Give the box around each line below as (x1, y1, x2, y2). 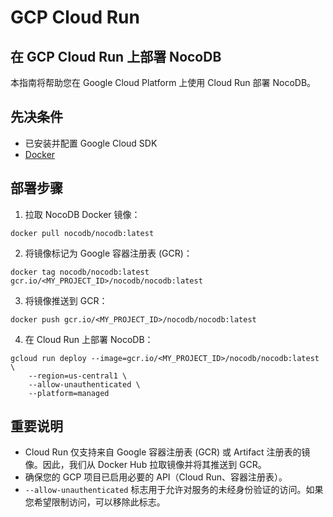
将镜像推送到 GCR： (24, 294, 108, 306)
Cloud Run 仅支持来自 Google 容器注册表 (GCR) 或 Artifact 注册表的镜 (24, 446, 311, 458)
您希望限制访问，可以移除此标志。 (24, 496, 166, 508)
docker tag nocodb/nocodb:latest (10, 267, 150, 277)
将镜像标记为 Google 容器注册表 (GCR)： (24, 247, 193, 259)
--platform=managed (28, 388, 110, 398)
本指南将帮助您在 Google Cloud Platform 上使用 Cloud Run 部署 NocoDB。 (10, 77, 317, 88)
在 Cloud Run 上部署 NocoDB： (24, 333, 154, 345)
